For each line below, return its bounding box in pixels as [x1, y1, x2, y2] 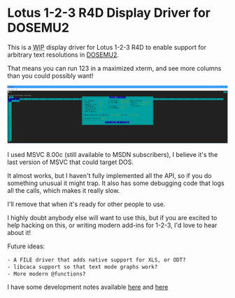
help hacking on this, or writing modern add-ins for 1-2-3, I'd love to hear [7, 221, 218, 229]
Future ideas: [7, 242, 45, 250]
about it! [7, 228, 31, 236]
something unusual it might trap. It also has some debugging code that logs [7, 179, 225, 187]
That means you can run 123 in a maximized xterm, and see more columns [7, 64, 222, 72]
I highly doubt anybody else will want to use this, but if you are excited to [7, 213, 218, 222]
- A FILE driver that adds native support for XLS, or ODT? [7, 256, 187, 264]
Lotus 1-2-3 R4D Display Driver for [7, 5, 211, 21]
